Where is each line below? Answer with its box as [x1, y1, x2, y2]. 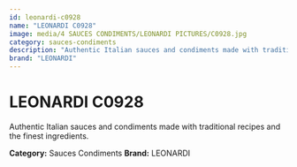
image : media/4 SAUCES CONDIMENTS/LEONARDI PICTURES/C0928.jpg [9, 29, 247, 38]
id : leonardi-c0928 [9, 12, 81, 22]
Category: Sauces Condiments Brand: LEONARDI [9, 148, 191, 158]
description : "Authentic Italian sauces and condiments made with [9, 46, 259, 55]
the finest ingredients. [9, 130, 89, 141]
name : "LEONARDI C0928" [9, 21, 97, 30]
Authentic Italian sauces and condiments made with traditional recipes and [9, 121, 281, 132]
